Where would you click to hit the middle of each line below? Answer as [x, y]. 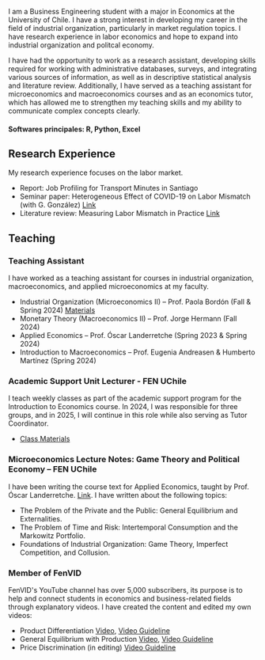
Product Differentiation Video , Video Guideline [95, 630]
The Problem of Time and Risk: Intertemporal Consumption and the [129, 527]
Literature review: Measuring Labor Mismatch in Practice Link [119, 214]
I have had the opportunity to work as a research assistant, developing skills [132, 60]
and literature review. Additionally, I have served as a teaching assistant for [130, 85]
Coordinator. [28, 423]
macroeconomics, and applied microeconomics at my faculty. [109, 286]
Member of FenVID [45, 573]
